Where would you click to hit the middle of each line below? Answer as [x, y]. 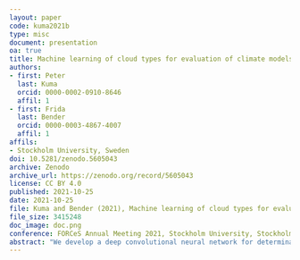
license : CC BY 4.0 [46, 184]
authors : [25, 68]
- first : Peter [37, 76]
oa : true [25, 51]
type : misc [29, 34]
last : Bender [42, 117]
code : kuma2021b [39, 26]
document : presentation [54, 42]
